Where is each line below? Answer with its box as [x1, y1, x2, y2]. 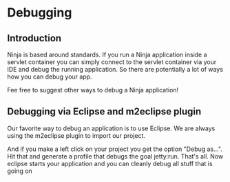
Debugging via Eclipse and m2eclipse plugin [7, 105, 202, 118]
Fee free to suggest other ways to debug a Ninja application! [7, 86, 179, 94]
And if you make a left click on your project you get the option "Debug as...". [7, 145, 222, 153]
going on [7, 167, 32, 175]
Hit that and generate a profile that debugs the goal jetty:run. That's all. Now [7, 152, 224, 160]
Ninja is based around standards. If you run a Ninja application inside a [7, 50, 208, 59]
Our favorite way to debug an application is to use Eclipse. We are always [7, 124, 216, 132]
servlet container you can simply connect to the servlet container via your [7, 58, 217, 66]
